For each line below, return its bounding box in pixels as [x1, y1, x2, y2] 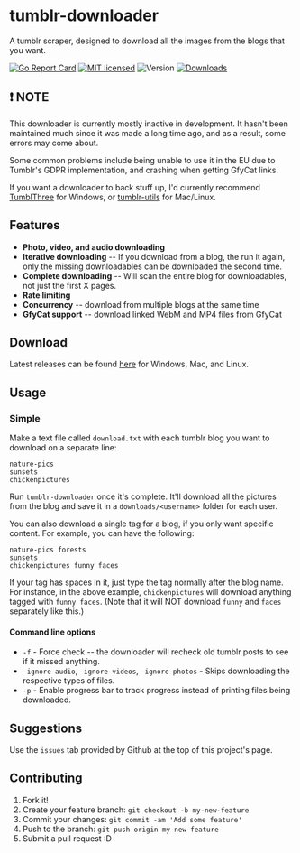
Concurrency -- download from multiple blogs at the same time [22, 299, 259, 310]
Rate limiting [22, 290, 71, 301]
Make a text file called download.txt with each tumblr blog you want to [9, 432, 270, 443]
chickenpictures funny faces [9, 561, 119, 570]
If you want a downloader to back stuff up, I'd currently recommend [9, 181, 261, 192]
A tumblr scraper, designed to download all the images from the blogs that [9, 35, 286, 46]
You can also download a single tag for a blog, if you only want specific [9, 518, 274, 529]
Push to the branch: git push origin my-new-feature [22, 823, 219, 834]
